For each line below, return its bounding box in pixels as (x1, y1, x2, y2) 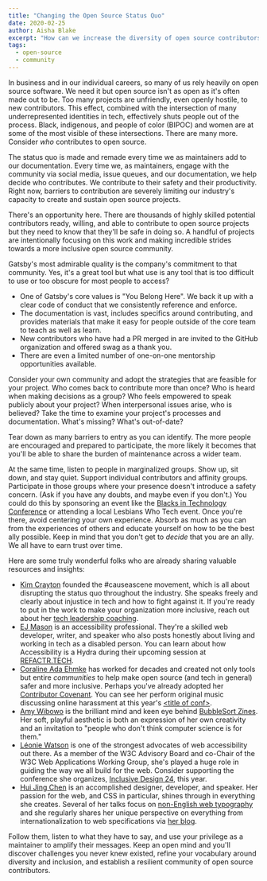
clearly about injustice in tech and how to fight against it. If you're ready (19, 596, 256, 606)
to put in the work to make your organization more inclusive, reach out (19, 605, 250, 615)
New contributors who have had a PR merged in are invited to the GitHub (19, 333, 258, 343)
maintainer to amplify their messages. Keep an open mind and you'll (8, 840, 230, 849)
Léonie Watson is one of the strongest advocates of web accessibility (19, 740, 248, 750)
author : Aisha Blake (8, 26, 77, 34)
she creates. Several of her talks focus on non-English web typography (19, 799, 253, 809)
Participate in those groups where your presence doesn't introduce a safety (8, 481, 257, 491)
